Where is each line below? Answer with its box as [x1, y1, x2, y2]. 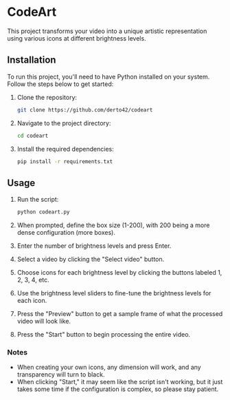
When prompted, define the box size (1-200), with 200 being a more [16, 221, 210, 229]
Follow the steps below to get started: [7, 80, 114, 88]
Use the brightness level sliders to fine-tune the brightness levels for [16, 289, 211, 297]
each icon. [16, 297, 47, 305]
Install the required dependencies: [16, 145, 115, 153]
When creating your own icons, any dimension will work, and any [16, 363, 201, 372]
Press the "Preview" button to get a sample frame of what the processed [16, 310, 223, 318]
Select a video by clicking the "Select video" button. [16, 255, 165, 264]
